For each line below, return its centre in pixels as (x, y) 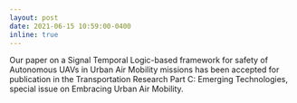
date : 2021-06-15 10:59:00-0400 (70, 26)
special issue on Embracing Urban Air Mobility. (96, 89)
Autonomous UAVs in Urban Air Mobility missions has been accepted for (144, 70)
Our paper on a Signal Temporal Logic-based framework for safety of (139, 61)
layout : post (34, 18)
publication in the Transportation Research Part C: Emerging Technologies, (148, 80)
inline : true (34, 34)
